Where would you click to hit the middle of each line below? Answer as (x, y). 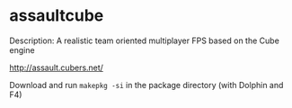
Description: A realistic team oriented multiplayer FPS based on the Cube (145, 40)
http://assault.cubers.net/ (56, 67)
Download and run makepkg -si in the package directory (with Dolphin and (146, 85)
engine (22, 49)
